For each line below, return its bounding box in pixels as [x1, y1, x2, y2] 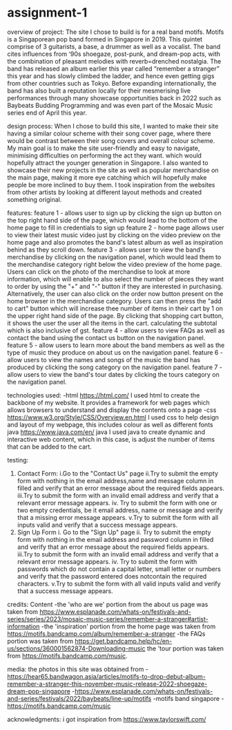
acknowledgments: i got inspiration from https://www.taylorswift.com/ [7, 715, 206, 723]
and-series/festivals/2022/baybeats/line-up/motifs [7, 694, 152, 702]
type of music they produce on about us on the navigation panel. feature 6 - [7, 348, 223, 357]
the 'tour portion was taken [146, 644, 224, 653]
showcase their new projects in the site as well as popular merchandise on [7, 166, 219, 174]
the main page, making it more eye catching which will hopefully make [7, 173, 207, 181]
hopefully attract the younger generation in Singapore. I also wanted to [7, 158, 209, 167]
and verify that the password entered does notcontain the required [17, 572, 207, 580]
